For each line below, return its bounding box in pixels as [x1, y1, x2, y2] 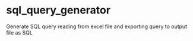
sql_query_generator [6, 4, 111, 17]
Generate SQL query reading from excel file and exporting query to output [6, 23, 188, 30]
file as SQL [6, 29, 33, 36]
